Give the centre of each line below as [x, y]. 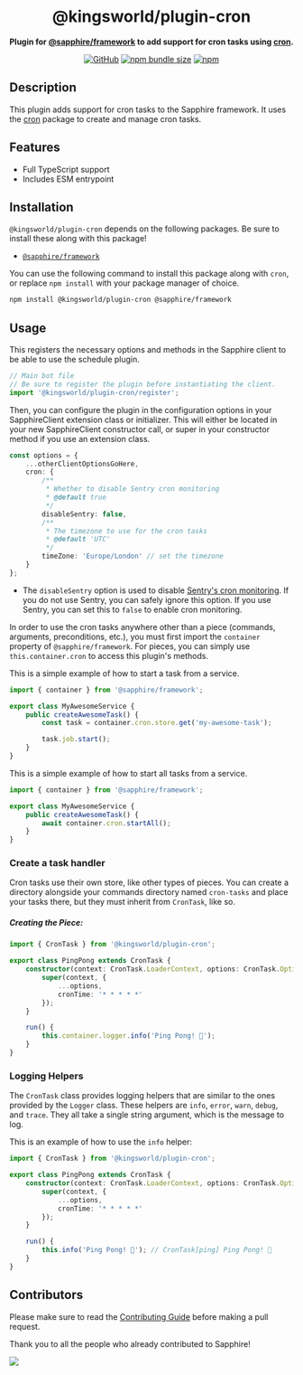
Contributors [46, 1295]
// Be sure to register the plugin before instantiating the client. [143, 384]
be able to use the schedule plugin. [74, 360]
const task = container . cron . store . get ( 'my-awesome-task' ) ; [157, 723]
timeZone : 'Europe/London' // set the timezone [133, 556]
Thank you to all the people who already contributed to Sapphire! [130, 1343]
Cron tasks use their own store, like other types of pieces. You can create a [149, 882]
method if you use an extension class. [80, 438]
